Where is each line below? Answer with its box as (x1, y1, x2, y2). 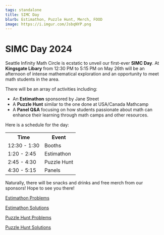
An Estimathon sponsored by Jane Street (12, 96, 99, 102)
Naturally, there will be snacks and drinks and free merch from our (5, 180, 143, 186)
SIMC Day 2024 (5, 44, 72, 55)
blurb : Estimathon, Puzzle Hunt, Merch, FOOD (5, 17, 102, 22)
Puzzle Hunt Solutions (5, 224, 51, 230)
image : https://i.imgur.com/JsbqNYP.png (5, 21, 92, 27)
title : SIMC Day (5, 12, 39, 17)
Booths (44, 142, 62, 149)
